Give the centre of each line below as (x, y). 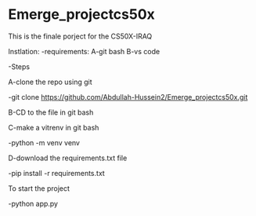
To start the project (39, 188)
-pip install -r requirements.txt (57, 173)
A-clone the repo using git (50, 82)
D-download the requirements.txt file (68, 158)
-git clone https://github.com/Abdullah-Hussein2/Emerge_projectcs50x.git (128, 97)
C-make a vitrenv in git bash (54, 127)
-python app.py (33, 203)
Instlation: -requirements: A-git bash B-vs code (84, 51)
